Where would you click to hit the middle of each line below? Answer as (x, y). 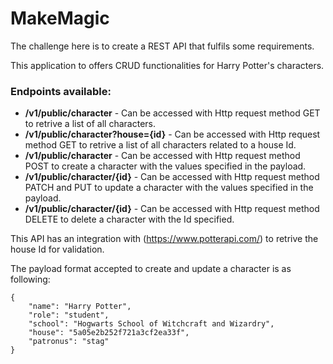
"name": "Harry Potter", (80, 307)
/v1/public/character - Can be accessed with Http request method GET (172, 113)
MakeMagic (60, 18)
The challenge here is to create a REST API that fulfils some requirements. (162, 46)
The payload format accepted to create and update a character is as (151, 269)
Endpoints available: (61, 91)
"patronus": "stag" (69, 342)
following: (30, 279)
